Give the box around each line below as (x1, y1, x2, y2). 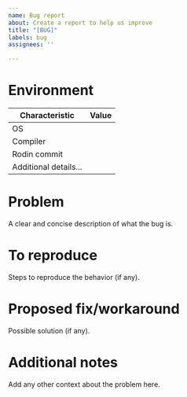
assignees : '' (8, 41, 55, 49)
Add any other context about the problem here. (8, 379, 161, 389)
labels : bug (8, 33, 47, 42)
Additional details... (12, 162, 82, 173)
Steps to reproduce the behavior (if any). (8, 272, 140, 281)
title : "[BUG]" (8, 26, 58, 34)
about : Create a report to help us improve (8, 19, 153, 27)
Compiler (12, 136, 46, 147)
